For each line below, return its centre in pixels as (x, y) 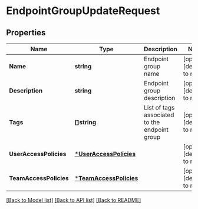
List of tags (159, 107)
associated (159, 115)
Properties (26, 33)
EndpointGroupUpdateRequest (83, 11)
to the (152, 122)
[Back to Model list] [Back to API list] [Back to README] (74, 200)
